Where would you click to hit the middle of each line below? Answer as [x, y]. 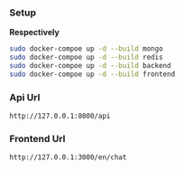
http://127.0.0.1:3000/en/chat [68, 157]
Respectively [35, 33]
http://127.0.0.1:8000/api [60, 116]
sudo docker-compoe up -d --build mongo [87, 49]
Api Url [25, 97]
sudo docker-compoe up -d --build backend [90, 66]
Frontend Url [37, 139]
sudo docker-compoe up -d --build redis [87, 57]
